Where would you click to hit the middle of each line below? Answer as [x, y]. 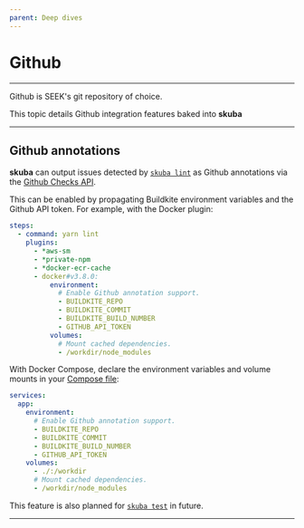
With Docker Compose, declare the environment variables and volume [140, 370]
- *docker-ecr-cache [72, 268]
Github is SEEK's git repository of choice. [86, 96]
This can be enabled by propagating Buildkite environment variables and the [152, 199]
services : [28, 396]
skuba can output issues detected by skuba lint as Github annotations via [148, 172]
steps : [22, 226]
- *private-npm [62, 259]
